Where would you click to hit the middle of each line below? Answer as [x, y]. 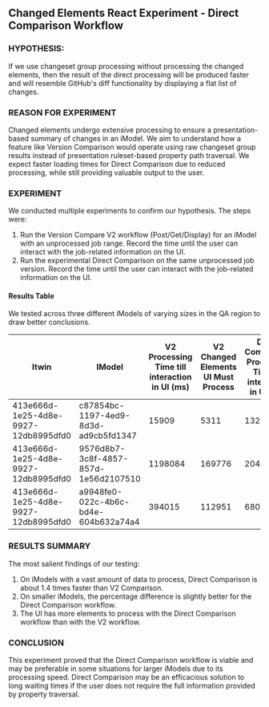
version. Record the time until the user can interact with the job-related [137, 269]
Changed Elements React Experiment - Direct [123, 13]
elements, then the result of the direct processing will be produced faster [129, 75]
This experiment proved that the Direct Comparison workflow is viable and [131, 660]
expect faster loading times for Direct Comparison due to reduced [117, 164]
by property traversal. [44, 694]
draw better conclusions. [49, 322]
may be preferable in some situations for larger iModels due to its [116, 668]
